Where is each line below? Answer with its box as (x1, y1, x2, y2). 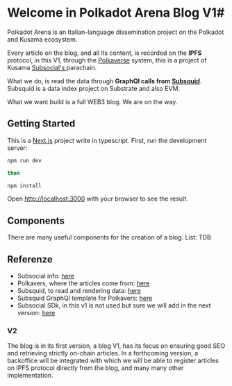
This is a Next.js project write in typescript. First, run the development (7, 136, 207, 144)
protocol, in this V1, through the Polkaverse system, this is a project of (7, 56, 207, 64)
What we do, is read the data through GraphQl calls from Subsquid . (7, 76, 202, 85)
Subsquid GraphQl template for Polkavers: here (17, 294, 153, 302)
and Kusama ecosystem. (7, 35, 78, 43)
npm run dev (7, 157, 42, 164)
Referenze (7, 253, 53, 265)
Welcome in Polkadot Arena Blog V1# (7, 5, 225, 21)
